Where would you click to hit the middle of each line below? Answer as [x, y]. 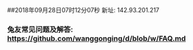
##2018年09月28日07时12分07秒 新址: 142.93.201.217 [83, 10]
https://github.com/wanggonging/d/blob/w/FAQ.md [96, 38]
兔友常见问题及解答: [40, 29]
